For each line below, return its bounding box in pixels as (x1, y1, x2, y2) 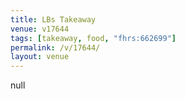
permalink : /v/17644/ (10, 42, 101, 53)
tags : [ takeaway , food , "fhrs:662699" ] (10, 33, 177, 43)
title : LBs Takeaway (10, 14, 97, 25)
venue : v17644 (10, 24, 70, 34)
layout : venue (10, 52, 70, 62)
